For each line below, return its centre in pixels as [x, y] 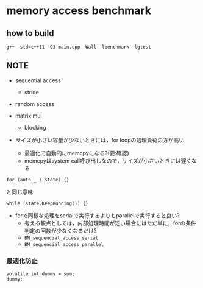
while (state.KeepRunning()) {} [47, 203]
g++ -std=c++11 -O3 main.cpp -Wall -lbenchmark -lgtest [79, 47]
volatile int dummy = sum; [41, 274]
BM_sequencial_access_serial [61, 238]
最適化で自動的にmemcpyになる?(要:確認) [77, 153]
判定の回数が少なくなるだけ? [60, 230]
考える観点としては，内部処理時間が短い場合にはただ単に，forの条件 [110, 223]
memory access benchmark [79, 11]
